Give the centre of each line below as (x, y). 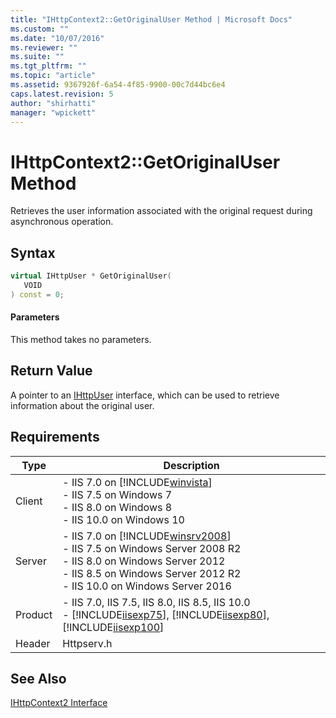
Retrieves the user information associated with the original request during (161, 211)
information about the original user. (82, 405)
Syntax (33, 252)
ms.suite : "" (37, 57)
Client (29, 501)
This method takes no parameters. (81, 339)
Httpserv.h (87, 643)
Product (34, 614)
